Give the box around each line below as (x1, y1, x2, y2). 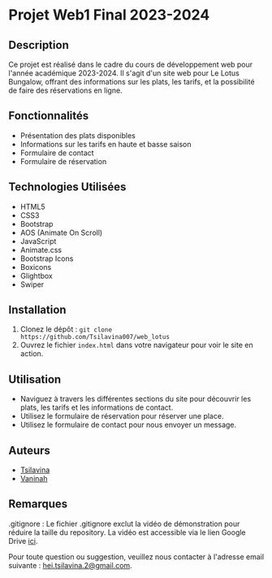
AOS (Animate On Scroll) (19, 228, 103, 237)
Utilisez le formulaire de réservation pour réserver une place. (19, 411, 224, 421)
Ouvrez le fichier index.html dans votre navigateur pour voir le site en (19, 340, 253, 350)
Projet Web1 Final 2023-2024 (8, 6, 210, 24)
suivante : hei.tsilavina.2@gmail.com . (8, 560, 132, 570)
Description (8, 38, 69, 52)
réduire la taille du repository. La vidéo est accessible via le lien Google (8, 527, 246, 537)
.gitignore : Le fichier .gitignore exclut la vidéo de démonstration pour (8, 519, 240, 528)
